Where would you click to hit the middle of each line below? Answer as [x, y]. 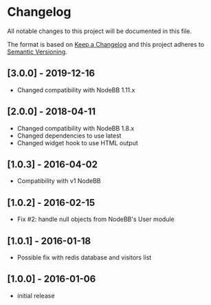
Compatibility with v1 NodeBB [59, 181]
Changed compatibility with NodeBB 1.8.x [76, 128]
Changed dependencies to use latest [69, 136]
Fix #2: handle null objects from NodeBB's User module [96, 219]
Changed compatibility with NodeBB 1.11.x [76, 90]
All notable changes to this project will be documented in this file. [100, 31]
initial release [36, 295]
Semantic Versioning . [37, 52]
